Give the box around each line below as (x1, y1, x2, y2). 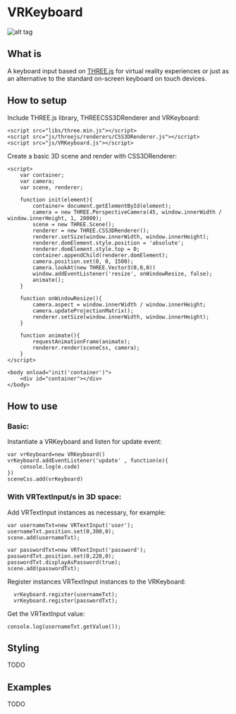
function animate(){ (20, 332, 80, 339)
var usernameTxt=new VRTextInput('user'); (7, 522, 134, 529)
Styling (7, 642, 40, 654)
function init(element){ (20, 196, 93, 203)
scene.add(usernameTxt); (7, 534, 80, 541)
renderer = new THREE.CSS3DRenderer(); (32, 227, 150, 234)
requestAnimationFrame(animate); (32, 338, 131, 345)
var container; (20, 171, 65, 178)
